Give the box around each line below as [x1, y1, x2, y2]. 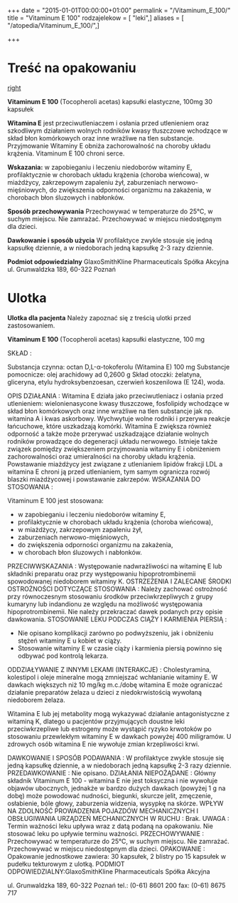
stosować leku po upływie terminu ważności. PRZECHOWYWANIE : [7, 829, 205, 837]
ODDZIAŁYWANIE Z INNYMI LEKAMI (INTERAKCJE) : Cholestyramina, [7, 665, 212, 673]
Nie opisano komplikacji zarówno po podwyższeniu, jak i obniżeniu [17, 628, 214, 637]
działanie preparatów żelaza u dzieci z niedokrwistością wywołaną [7, 688, 202, 696]
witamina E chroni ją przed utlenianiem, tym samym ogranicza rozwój [7, 467, 210, 476]
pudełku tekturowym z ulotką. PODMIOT [7, 859, 126, 868]
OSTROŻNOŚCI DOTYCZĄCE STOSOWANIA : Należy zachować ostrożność [7, 584, 228, 593]
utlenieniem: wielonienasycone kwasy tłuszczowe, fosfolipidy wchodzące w [7, 399, 229, 407]
